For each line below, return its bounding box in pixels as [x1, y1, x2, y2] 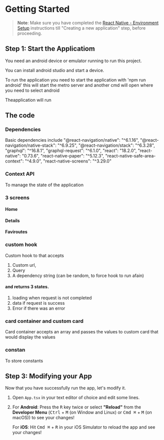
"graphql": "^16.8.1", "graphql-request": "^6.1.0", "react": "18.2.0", [5, 148, 137, 154]
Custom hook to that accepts [5, 252, 64, 258]
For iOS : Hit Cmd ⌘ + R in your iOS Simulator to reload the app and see [12, 424, 156, 430]
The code [5, 111, 35, 120]
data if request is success [12, 300, 65, 306]
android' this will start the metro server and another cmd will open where [5, 82, 153, 88]
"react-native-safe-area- [105, 153, 156, 159]
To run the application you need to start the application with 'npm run [5, 77, 146, 82]
